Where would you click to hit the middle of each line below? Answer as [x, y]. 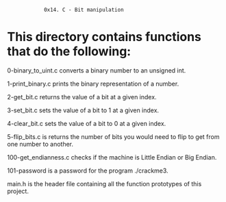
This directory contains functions [104, 37]
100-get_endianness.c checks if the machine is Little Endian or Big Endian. [112, 157]
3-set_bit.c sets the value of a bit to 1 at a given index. [83, 110]
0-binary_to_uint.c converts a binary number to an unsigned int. [97, 70]
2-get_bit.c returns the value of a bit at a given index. [82, 97]
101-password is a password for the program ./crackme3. [88, 171]
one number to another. [40, 144]
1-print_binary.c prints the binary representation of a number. [93, 84]
